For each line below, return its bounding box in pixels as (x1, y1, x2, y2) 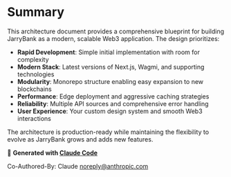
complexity (17, 55, 50, 63)
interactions (17, 114, 52, 122)
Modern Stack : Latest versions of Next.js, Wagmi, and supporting (17, 62, 205, 71)
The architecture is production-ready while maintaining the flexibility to (7, 128, 210, 136)
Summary (7, 4, 64, 20)
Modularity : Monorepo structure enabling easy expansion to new (17, 77, 204, 85)
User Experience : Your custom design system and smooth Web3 (17, 107, 203, 115)
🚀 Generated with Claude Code (7, 149, 98, 157)
